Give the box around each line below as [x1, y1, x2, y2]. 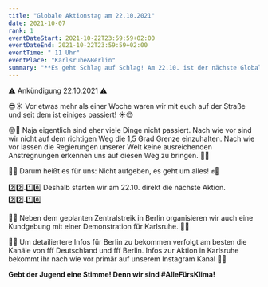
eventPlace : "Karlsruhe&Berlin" [8, 57, 116, 65]
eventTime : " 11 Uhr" [8, 49, 81, 57]
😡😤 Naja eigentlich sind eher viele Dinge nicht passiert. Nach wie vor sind [8, 125, 252, 134]
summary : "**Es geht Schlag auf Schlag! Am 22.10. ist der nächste [8, 64, 238, 72]
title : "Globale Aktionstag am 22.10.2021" [8, 11, 156, 20]
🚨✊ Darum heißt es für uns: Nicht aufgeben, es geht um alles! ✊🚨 [8, 165, 219, 176]
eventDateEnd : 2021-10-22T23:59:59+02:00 [8, 42, 148, 50]
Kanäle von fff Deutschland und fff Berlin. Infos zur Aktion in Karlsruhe [8, 245, 239, 255]
